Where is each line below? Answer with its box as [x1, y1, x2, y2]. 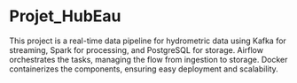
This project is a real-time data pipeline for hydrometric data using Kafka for [9, 35, 286, 46]
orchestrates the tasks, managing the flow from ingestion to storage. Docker [9, 54, 288, 64]
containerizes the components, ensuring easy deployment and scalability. [9, 64, 279, 74]
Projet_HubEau [9, 6, 121, 26]
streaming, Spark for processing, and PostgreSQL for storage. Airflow [9, 44, 264, 55]
